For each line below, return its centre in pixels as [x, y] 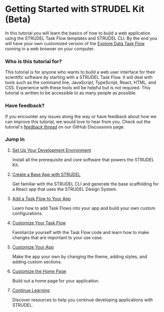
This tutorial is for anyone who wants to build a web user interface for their [80, 72]
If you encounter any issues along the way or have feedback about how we [81, 116]
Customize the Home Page [39, 271]
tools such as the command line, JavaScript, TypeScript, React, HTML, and [81, 82]
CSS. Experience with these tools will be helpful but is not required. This [78, 88]
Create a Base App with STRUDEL [46, 174]
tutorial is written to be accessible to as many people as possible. [71, 93]
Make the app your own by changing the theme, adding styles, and [80, 257]
